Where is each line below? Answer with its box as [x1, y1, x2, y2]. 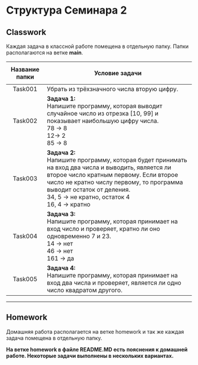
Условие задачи [94, 69, 142, 77]
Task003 [12, 175, 38, 182]
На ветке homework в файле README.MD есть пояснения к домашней [6, 345, 188, 353]
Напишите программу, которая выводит [47, 102, 163, 110]
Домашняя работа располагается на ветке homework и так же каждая [6, 328, 184, 335]
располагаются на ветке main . [6, 49, 84, 56]
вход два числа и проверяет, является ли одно [47, 279, 181, 287]
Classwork [6, 27, 47, 37]
